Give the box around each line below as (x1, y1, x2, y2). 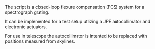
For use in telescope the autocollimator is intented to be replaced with (5, 33, 147, 39)
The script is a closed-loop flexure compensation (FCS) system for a (5, 4, 145, 10)
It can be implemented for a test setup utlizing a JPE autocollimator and (5, 19, 151, 24)
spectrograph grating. (5, 9, 50, 15)
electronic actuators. (5, 24, 47, 30)
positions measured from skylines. (5, 38, 75, 44)
